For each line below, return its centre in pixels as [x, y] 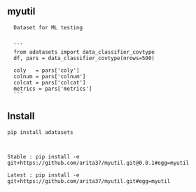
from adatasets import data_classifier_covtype [84, 52]
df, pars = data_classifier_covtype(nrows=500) [84, 58]
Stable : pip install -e [43, 156]
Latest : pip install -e [43, 175]
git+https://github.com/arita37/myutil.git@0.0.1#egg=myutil [98, 163]
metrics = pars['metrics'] [53, 89]
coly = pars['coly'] [47, 70]
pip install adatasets [40, 132]
